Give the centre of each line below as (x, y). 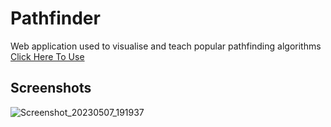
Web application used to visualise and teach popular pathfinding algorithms (166, 46)
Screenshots (51, 88)
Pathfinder (55, 18)
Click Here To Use (47, 56)
